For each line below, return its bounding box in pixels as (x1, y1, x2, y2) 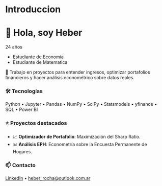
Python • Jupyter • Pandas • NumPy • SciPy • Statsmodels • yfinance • (5, 101, 157, 107)
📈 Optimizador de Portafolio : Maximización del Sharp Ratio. (12, 133, 141, 139)
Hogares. (12, 148, 32, 154)
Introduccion (5, 4, 61, 15)
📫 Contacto (5, 161, 36, 169)
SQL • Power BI (5, 106, 38, 113)
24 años (5, 44, 23, 50)
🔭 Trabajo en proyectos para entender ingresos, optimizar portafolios (5, 69, 150, 75)
